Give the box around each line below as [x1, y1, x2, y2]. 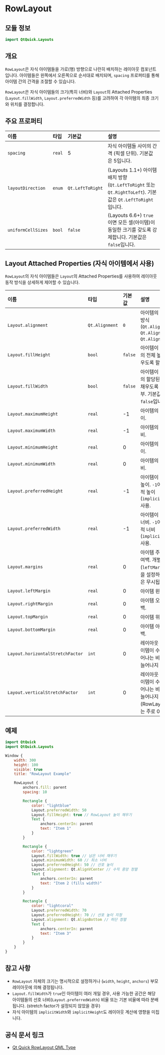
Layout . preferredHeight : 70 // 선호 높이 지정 [31, 913, 122, 917]
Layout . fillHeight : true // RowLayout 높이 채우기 [31, 812, 132, 817]
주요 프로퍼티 [5, 117, 43, 126]
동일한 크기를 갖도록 [108, 226, 151, 233]
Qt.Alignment [87, 322, 118, 328]
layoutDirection [7, 185, 46, 191]
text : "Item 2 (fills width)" [40, 880, 102, 885]
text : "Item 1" [40, 826, 71, 831]
